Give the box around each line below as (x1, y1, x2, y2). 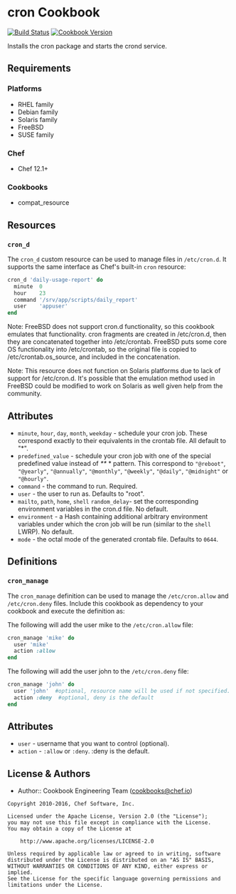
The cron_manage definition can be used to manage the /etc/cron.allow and (7, 591, 229, 600)
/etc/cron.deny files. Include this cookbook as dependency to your (7, 599, 204, 607)
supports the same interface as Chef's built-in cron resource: (7, 262, 186, 271)
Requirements (7, 62, 71, 75)
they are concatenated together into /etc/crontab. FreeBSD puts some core (7, 337, 227, 346)
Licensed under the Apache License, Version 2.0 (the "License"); (7, 813, 208, 821)
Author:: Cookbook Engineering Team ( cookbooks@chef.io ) (17, 786, 193, 796)
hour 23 (14, 290, 46, 297)
